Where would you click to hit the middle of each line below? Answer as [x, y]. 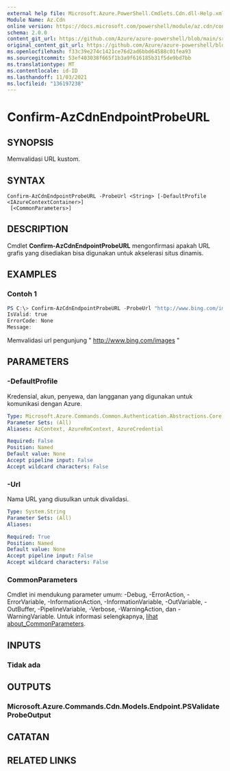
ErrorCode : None [30, 321]
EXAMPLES [32, 275]
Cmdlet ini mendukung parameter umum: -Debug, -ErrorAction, [97, 595]
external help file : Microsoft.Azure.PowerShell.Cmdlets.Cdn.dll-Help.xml [116, 13]
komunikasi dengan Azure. [44, 403]
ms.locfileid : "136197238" [46, 84]
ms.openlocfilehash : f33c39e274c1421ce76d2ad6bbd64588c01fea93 [99, 52]
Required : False [30, 441]
